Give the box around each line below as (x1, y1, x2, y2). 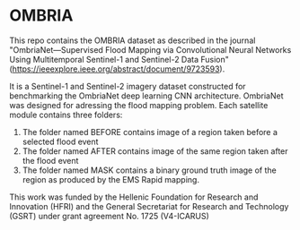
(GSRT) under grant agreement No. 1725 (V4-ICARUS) (9, 210, 209, 221)
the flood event (22, 155, 79, 166)
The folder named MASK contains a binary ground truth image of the (22, 165, 277, 175)
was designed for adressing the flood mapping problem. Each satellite (9, 99, 269, 110)
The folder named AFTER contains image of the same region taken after (22, 145, 289, 157)
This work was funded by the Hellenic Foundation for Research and (9, 192, 259, 202)
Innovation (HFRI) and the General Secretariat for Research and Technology (9, 200, 289, 211)
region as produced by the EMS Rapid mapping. (22, 174, 200, 184)
